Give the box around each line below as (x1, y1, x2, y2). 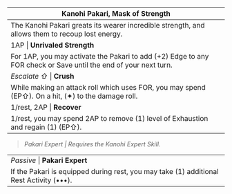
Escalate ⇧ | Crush (10, 72, 75, 81)
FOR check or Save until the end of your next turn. (10, 60, 173, 70)
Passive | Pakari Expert (10, 155, 88, 165)
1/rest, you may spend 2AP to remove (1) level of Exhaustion (10, 114, 209, 123)
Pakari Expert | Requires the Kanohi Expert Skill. (23, 140, 161, 148)
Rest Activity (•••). (10, 175, 72, 185)
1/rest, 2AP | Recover (10, 103, 81, 112)
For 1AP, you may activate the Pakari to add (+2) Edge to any (10, 52, 209, 61)
